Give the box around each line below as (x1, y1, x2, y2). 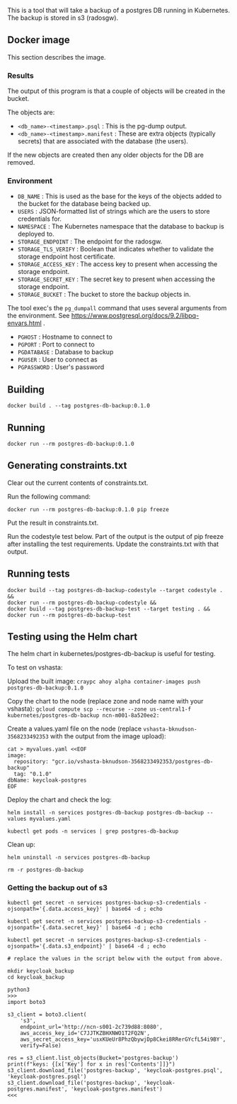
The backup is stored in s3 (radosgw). (7, 13, 119, 22)
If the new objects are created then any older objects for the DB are (7, 151, 204, 159)
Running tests (7, 568, 71, 580)
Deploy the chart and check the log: (7, 795, 112, 804)
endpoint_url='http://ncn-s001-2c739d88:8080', (20, 1023, 163, 1030)
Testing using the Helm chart (7, 631, 138, 643)
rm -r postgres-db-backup (7, 866, 83, 874)
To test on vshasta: (7, 663, 63, 672)
